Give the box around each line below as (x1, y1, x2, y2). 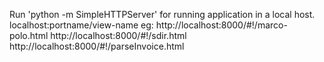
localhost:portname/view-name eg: (9, 19, 154, 31)
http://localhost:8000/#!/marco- (155, 19, 288, 31)
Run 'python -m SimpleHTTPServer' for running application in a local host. (9, 9, 316, 20)
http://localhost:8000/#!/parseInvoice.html (9, 40, 185, 52)
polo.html (9, 30, 49, 41)
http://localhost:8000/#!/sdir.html (50, 30, 187, 41)
